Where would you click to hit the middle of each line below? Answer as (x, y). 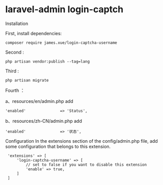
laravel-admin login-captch (64, 9)
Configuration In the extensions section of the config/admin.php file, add (81, 141)
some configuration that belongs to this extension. (58, 146)
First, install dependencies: (34, 33)
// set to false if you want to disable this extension (86, 165)
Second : (15, 52)
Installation (17, 23)
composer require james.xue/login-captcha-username (61, 43)
